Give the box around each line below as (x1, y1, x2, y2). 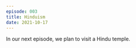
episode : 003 (6, 8, 38, 15)
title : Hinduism (6, 14, 45, 20)
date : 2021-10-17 (6, 19, 48, 25)
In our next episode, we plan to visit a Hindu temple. (6, 36, 131, 43)
